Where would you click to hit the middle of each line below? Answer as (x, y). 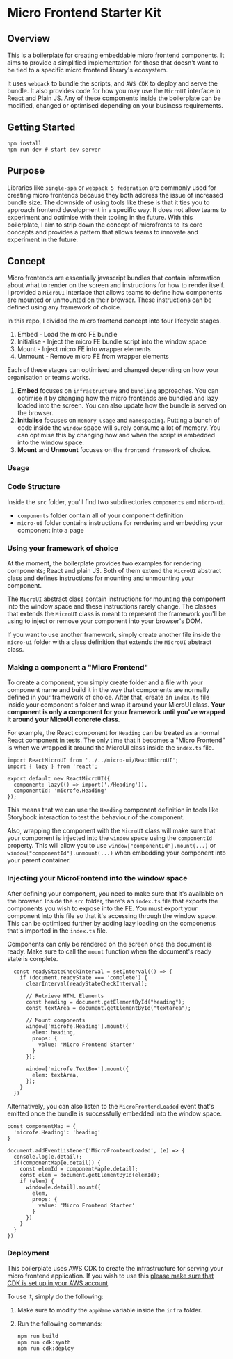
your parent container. (39, 860)
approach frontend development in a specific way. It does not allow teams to (117, 209)
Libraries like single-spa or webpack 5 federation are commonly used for (112, 187)
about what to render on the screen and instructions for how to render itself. (116, 285)
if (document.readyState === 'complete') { (84, 978)
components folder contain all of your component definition (100, 515)
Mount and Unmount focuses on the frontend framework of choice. (114, 450)
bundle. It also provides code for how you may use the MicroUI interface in (114, 91)
